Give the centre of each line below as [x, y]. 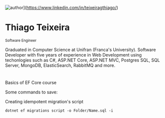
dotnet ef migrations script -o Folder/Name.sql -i [59, 111]
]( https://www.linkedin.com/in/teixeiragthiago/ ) [70, 8]
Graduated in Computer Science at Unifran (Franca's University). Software [81, 50]
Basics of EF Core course [31, 83]
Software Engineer [21, 40]
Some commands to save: [32, 92]
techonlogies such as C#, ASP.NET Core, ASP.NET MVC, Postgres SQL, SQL [82, 60]
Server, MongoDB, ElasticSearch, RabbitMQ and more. [60, 65]
